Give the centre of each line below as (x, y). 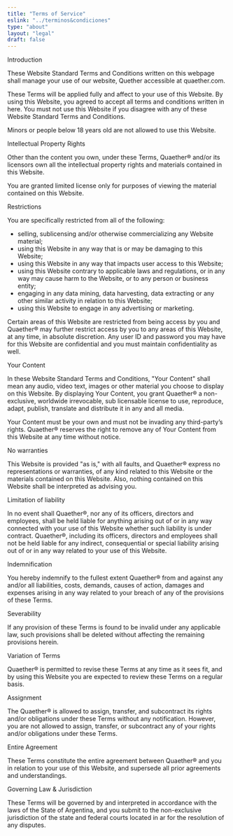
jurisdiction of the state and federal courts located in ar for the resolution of (116, 818)
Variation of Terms (34, 656)
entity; (27, 286)
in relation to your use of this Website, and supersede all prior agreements (114, 768)
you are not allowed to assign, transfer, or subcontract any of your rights (112, 726)
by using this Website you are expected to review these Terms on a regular (115, 677)
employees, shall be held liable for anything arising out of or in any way (110, 521)
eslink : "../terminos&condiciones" (59, 20)
